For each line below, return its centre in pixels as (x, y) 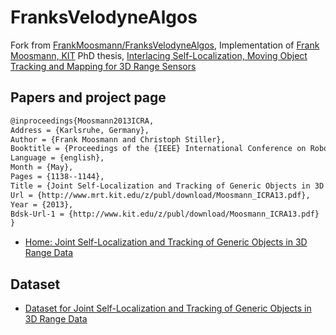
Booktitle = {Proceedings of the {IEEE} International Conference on (158, 149)
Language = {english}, (57, 158)
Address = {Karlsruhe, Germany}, (80, 130)
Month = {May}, (42, 167)
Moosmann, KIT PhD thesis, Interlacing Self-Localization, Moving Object (159, 55)
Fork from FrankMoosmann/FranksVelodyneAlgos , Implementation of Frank (165, 45)
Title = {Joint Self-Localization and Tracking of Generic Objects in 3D (167, 186)
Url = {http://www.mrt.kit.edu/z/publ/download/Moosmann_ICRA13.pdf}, (160, 195)
